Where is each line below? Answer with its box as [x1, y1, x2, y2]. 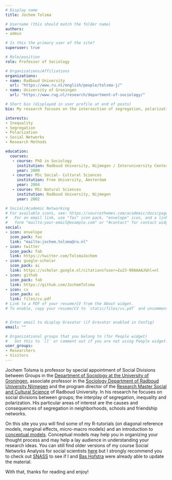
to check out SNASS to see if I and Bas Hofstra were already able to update [5, 453, 164, 459]
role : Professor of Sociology [5, 59, 70, 64]
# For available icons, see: [5, 210, 68, 216]
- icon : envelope [5, 229, 42, 235]
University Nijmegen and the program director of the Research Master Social [5, 383, 167, 389]
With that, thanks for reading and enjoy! [5, 468, 89, 475]
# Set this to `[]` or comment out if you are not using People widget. [5, 338, 168, 344]
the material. [5, 458, 32, 465]
